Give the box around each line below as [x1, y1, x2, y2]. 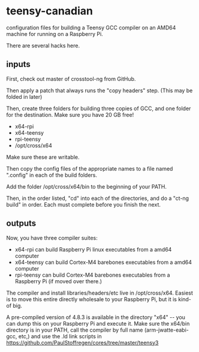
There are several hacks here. [6, 42, 80, 49]
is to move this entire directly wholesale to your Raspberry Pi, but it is [6, 295, 177, 303]
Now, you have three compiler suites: [6, 234, 98, 241]
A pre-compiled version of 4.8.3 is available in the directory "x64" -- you [6, 313, 186, 321]
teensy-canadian [6, 4, 93, 18]
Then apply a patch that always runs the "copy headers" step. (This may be [6, 87, 193, 94]
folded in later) [6, 93, 43, 100]
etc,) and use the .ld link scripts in [18, 332, 102, 339]
